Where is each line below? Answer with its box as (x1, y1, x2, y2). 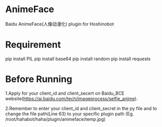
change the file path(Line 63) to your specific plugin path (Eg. (5, 110, 134, 117)
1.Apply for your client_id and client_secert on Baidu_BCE (5, 90, 124, 96)
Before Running (5, 73, 73, 85)
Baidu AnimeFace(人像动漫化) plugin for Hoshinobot (5, 21, 114, 27)
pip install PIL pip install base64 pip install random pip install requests (5, 56, 151, 62)
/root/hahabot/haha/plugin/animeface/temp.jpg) (5, 116, 106, 122)
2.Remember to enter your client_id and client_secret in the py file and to (5, 105, 157, 111)
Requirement (5, 39, 61, 51)
